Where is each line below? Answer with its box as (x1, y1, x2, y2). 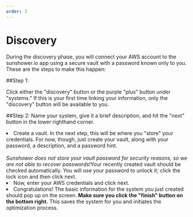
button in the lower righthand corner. (6, 118, 95, 125)
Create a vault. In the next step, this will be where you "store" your (13, 129, 174, 136)
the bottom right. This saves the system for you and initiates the (6, 198, 162, 205)
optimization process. (6, 204, 58, 211)
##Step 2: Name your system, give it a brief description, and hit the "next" (6, 112, 185, 119)
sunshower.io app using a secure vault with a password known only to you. (6, 59, 187, 66)
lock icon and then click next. (6, 173, 77, 180)
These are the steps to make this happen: (6, 66, 106, 73)
